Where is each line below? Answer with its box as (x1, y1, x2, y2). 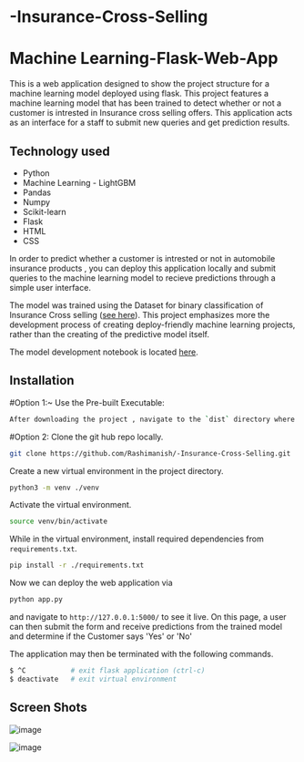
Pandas (22, 187, 52, 198)
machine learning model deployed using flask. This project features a (9, 88, 269, 99)
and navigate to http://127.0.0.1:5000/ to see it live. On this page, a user (9, 612, 287, 622)
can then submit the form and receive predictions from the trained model (9, 622, 283, 632)
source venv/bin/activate (9, 517, 107, 526)
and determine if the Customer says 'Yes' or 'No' (9, 631, 193, 642)
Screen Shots (9, 700, 88, 716)
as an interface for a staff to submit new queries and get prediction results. (9, 117, 290, 129)
